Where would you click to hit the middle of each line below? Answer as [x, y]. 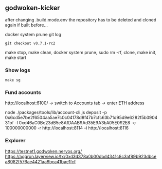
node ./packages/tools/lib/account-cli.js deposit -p [56, 113]
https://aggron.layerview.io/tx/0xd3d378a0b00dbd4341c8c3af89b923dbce [81, 156]
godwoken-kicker [32, 8]
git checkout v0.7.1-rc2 [30, 43]
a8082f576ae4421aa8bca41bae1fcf [41, 161]
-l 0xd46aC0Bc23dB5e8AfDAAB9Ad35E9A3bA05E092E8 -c [75, 123]
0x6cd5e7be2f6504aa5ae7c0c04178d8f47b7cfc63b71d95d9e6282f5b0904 [81, 118]
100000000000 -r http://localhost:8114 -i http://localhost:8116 [67, 128]
